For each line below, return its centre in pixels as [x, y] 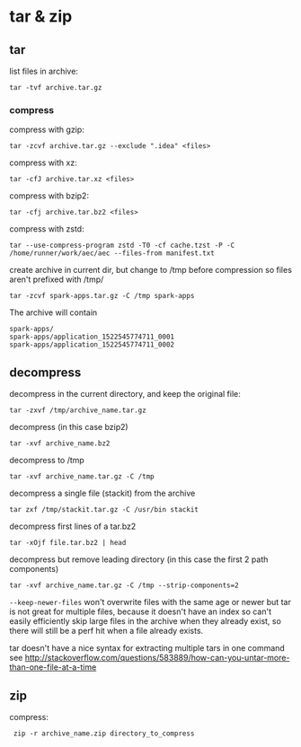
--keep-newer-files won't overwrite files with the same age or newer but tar [150, 602]
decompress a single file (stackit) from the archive [102, 493]
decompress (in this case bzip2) [69, 427]
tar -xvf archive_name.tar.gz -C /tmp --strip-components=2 [124, 585]
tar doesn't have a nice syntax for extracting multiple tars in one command [147, 648]
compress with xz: [44, 163]
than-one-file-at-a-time [53, 667]
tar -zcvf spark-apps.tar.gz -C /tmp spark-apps [102, 296]
